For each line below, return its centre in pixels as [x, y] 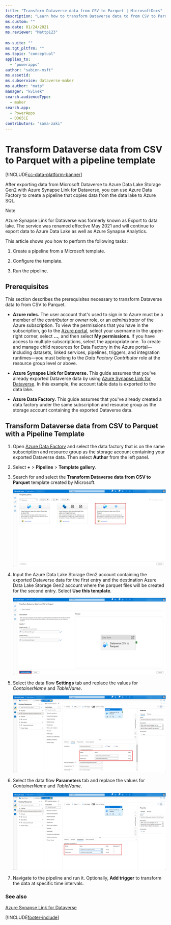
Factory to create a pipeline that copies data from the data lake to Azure [81, 195]
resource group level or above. [45, 363]
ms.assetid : [18, 75]
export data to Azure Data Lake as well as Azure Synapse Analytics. [76, 231]
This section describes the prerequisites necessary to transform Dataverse [84, 299]
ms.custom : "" [20, 21]
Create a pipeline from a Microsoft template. [59, 251]
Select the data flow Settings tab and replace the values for [75, 683]
